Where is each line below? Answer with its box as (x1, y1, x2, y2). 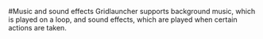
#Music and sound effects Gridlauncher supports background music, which (8, 7, 256, 16)
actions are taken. (8, 23, 68, 32)
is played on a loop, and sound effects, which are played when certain (8, 15, 238, 24)
